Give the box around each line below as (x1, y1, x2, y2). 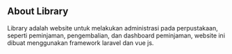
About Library (7, 6, 69, 17)
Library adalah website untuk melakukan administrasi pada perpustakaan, (7, 24, 218, 32)
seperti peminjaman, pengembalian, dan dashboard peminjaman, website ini (7, 31, 226, 39)
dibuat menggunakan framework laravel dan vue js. (7, 38, 154, 47)
